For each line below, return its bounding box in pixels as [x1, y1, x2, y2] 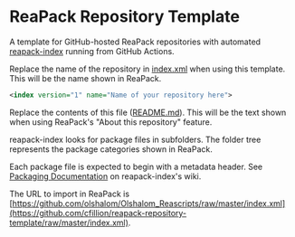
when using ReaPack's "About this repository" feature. [9, 116, 213, 128]
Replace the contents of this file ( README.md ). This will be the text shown [9, 107, 287, 118]
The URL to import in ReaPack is [9, 188, 129, 199]
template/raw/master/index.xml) [9, 217, 129, 228]
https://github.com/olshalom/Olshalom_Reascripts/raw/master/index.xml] [12, 197, 286, 209]
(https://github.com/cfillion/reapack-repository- [9, 207, 187, 218]
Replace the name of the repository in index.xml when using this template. [9, 63, 286, 74]
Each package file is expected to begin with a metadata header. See [9, 161, 263, 172]
